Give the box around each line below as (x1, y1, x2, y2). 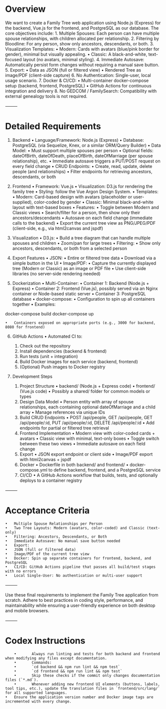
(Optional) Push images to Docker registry (19, 364, 105, 370)
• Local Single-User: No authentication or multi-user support (5, 573, 142, 578)
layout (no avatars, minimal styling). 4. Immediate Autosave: (23, 56, 145, 62)
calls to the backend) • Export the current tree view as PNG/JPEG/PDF (12, 220, 156, 226)
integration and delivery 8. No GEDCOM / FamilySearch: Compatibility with (5, 88, 157, 94)
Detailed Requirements (5, 121, 101, 132)
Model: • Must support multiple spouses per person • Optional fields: (12, 147, 154, 154)
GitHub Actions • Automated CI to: (12, 333, 83, 339)
